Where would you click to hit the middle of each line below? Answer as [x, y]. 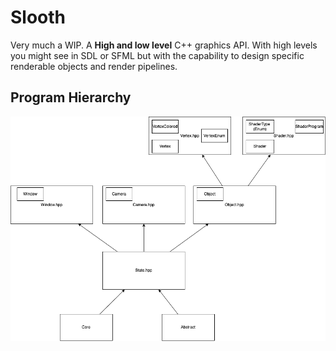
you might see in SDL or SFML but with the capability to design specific [157, 55]
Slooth [38, 17]
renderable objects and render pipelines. [94, 66]
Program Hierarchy [71, 97]
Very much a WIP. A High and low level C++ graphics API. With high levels [164, 45]
